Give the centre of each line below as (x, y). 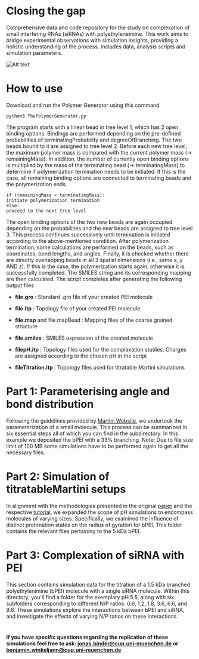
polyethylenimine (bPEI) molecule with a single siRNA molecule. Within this (98, 591)
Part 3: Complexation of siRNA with (95, 555)
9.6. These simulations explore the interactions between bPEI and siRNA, (95, 609)
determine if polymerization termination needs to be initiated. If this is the (96, 171)
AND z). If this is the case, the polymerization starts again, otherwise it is (95, 266)
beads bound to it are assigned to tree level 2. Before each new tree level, (97, 146)
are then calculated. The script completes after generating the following (94, 279)
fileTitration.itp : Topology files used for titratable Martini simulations (99, 367)
